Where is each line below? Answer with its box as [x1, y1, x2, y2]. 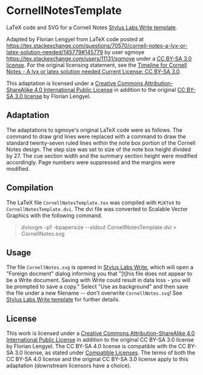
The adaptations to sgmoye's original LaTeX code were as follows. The [6, 126, 183, 134]
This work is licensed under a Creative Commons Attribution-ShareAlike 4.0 [6, 329, 195, 337]
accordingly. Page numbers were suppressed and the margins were [6, 159, 176, 166]
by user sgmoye [104, 48, 145, 55]
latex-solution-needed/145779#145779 [6, 48, 104, 55]
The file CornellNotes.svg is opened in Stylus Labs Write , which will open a [6, 264, 194, 271]
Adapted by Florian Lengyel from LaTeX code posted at [6, 35, 144, 43]
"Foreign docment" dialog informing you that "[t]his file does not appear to [6, 270, 193, 277]
